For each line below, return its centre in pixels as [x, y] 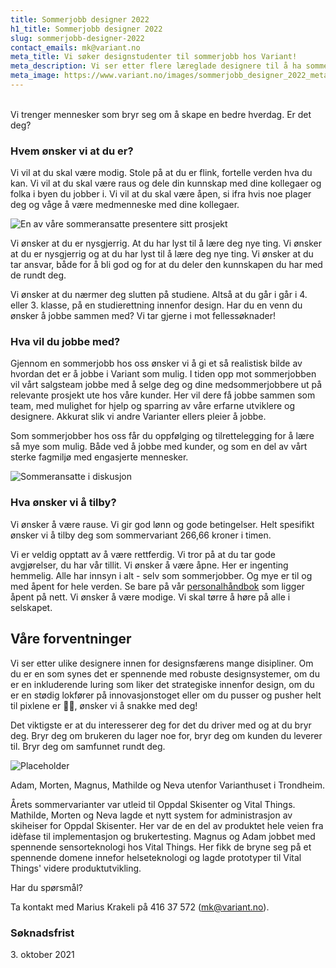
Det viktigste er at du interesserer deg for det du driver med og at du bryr [161, 725]
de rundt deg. [38, 275]
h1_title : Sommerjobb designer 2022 [86, 29]
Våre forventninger [71, 639]
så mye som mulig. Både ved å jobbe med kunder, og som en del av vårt [159, 447]
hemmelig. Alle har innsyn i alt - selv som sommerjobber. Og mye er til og [161, 575]
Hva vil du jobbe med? [65, 342]
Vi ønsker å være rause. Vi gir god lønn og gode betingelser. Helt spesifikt [162, 524]
